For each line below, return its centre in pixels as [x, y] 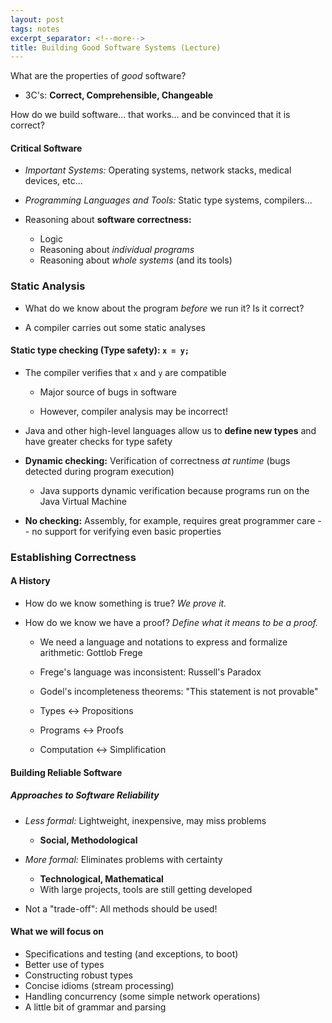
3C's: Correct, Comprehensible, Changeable [119, 95]
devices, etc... [53, 181]
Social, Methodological [88, 840]
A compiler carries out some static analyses [115, 327]
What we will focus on [57, 932]
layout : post [37, 19]
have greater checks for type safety [98, 441]
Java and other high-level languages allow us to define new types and [170, 430]
